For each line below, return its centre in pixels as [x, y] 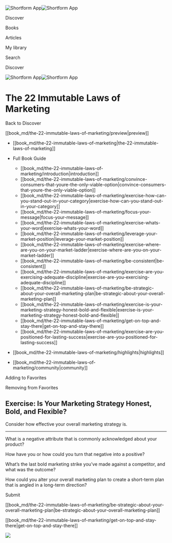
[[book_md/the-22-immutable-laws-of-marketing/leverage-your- [89, 234]
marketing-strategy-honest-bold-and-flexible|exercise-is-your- [87, 309]
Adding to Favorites [26, 378]
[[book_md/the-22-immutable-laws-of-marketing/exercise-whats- [90, 222]
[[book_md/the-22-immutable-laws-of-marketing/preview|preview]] [77, 133]
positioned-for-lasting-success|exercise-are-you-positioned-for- [89, 337]
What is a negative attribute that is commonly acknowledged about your [81, 438]
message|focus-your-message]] [55, 217]
